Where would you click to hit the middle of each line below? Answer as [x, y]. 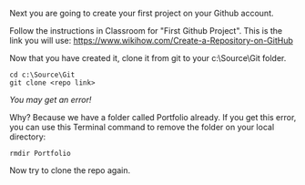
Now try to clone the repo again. [70, 170]
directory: [28, 137]
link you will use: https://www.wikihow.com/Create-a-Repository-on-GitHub [151, 41]
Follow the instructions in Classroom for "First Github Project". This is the [146, 31]
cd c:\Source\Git [42, 75]
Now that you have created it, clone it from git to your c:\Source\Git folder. [148, 58]
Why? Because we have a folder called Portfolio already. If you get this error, [153, 117]
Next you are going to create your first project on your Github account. [142, 13]
